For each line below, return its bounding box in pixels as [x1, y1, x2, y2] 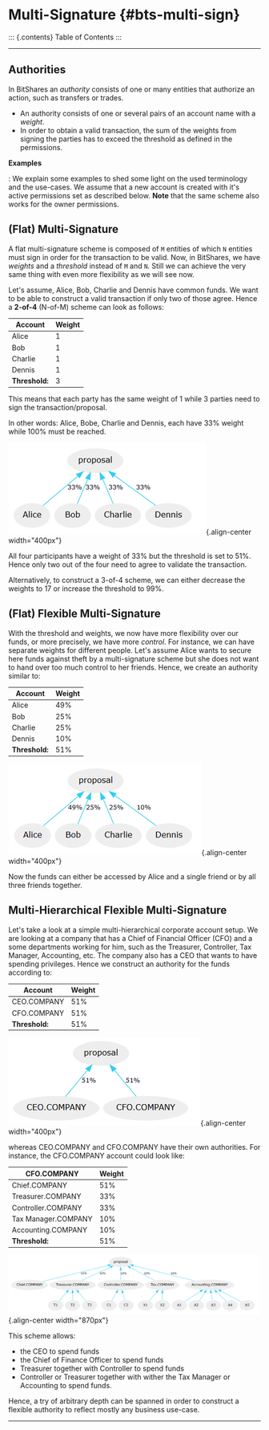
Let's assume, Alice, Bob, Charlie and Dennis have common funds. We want [8, 285, 259, 295]
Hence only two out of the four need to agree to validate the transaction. [8, 560, 247, 569]
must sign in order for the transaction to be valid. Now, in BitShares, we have [8, 252, 261, 262]
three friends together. [8, 880, 82, 890]
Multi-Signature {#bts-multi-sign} [8, 6, 240, 24]
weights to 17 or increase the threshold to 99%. [8, 584, 164, 593]
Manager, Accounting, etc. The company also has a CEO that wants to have [8, 950, 258, 960]
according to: [8, 968, 52, 977]
